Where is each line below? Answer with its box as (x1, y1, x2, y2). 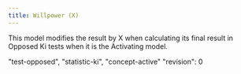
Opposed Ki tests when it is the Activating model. (8, 41, 168, 51)
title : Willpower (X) (8, 11, 80, 20)
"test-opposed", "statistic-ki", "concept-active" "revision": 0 (8, 57, 203, 66)
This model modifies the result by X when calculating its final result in (8, 33, 234, 43)
